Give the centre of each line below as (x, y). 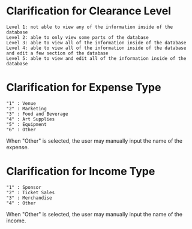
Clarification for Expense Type (84, 88)
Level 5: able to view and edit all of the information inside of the (96, 58)
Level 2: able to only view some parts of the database (77, 37)
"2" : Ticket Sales (31, 192)
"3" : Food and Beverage (37, 114)
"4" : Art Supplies (31, 119)
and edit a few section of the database (58, 53)
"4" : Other (21, 203)
